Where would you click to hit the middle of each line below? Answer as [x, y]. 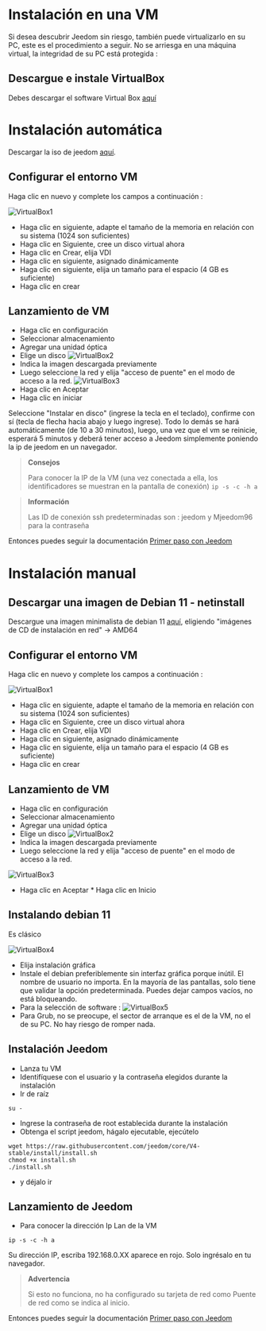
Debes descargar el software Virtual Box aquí [82, 98]
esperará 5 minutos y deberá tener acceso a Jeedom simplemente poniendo [133, 438]
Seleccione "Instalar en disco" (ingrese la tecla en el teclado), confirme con [132, 413]
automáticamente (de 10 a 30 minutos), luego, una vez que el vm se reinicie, [133, 430]
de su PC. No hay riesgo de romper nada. [88, 1024]
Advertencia [48, 1279]
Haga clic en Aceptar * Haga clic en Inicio [88, 889]
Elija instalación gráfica [58, 965]
